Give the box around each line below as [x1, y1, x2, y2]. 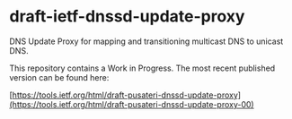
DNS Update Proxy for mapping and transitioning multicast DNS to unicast [9, 36, 284, 47]
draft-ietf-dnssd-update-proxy [9, 6, 245, 27]
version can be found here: [9, 72, 110, 82]
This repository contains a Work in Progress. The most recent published [9, 63, 276, 73]
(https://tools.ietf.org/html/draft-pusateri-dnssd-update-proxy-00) [9, 98, 254, 109]
